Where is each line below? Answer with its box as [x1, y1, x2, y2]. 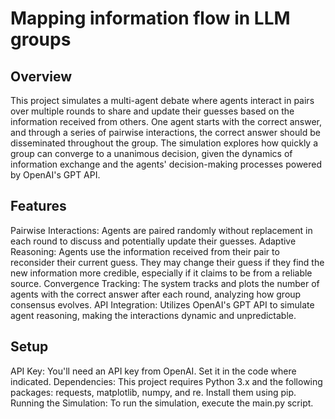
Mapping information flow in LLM [10, 7, 291, 30]
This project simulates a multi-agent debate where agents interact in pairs [10, 95, 315, 106]
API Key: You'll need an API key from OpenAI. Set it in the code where [10, 365, 297, 377]
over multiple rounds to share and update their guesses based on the [10, 105, 295, 117]
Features [10, 198, 67, 215]
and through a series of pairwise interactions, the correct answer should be [10, 127, 321, 138]
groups [10, 28, 72, 51]
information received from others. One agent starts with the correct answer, [10, 116, 323, 127]
